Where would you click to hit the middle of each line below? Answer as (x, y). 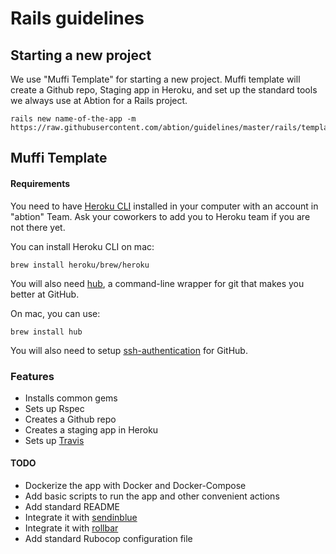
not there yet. (38, 227)
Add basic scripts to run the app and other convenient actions (152, 496)
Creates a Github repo (70, 419)
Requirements (40, 183)
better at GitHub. (45, 294)
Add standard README (72, 507)
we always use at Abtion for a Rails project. (99, 100)
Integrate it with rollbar (71, 528)
